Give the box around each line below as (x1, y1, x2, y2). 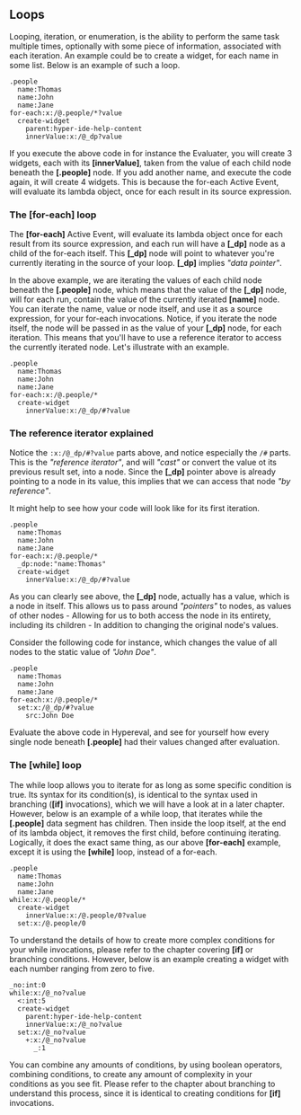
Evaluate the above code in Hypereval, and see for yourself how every (9, 727, 270, 738)
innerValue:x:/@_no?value (25, 1020, 123, 1029)
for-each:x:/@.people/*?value (9, 108, 123, 118)
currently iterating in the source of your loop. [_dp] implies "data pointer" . (9, 258, 283, 269)
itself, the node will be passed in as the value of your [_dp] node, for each (9, 323, 282, 333)
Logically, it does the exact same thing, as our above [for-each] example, (9, 836, 281, 847)
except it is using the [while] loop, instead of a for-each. (9, 846, 217, 857)
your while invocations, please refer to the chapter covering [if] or (9, 943, 253, 955)
